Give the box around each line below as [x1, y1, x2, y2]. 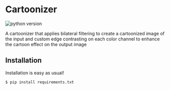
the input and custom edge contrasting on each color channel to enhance [5, 36, 160, 42]
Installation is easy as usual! [5, 70, 64, 76]
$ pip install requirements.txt [5, 79, 74, 85]
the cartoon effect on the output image [5, 41, 87, 47]
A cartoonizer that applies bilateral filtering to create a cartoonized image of [5, 30, 165, 36]
